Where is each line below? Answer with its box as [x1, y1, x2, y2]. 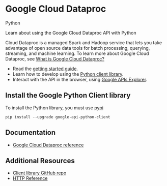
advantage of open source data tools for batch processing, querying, [5, 45, 150, 51]
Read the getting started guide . [12, 66, 78, 72]
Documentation [5, 128, 56, 137]
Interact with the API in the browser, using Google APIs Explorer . [12, 76, 148, 82]
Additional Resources [5, 156, 75, 165]
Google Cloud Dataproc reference [12, 142, 84, 148]
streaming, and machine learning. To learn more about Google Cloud [5, 50, 149, 56]
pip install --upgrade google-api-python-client [5, 114, 110, 119]
